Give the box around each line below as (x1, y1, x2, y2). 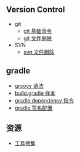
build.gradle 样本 (14, 90, 56, 97)
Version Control (6, 5, 65, 15)
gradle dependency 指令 (14, 97, 74, 104)
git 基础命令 (23, 27, 52, 34)
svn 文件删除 (23, 48, 55, 55)
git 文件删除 (23, 35, 52, 42)
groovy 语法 (14, 82, 44, 89)
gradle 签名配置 (14, 104, 53, 111)
